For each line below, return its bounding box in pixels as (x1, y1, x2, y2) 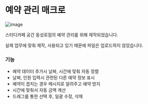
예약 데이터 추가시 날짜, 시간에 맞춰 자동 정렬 (12, 68, 99, 74)
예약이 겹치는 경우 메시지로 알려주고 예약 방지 (12, 81, 101, 87)
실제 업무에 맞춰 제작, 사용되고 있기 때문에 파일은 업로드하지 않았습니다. (5, 42, 144, 48)
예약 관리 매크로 (5, 4, 66, 16)
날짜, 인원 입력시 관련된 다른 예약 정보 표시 (12, 74, 95, 80)
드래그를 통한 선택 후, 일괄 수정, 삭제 (12, 93, 83, 99)
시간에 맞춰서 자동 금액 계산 (12, 87, 66, 93)
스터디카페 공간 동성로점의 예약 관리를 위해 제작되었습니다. (5, 31, 119, 37)
